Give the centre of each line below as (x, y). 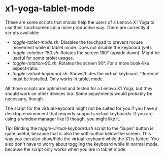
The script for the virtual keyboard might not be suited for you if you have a (81, 108)
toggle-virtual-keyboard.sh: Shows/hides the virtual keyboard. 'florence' (86, 73)
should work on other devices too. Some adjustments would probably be (79, 94)
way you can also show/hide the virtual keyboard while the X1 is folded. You (82, 139)
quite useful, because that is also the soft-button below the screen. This (78, 133)
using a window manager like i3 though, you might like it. (63, 119)
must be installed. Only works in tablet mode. (58, 79)
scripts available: (22, 32)
